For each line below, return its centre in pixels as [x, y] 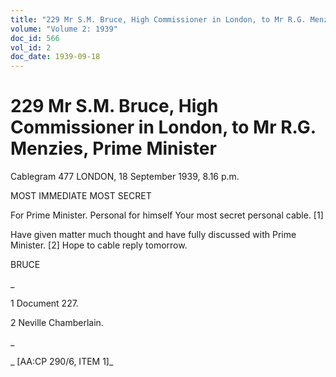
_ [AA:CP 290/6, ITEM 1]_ [62, 362]
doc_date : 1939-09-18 [55, 57]
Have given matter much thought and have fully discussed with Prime [153, 235]
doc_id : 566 [35, 38]
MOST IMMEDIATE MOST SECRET [81, 196]
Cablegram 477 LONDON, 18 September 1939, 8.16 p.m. [125, 177]
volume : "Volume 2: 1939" [64, 29]
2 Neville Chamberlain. [57, 323]
